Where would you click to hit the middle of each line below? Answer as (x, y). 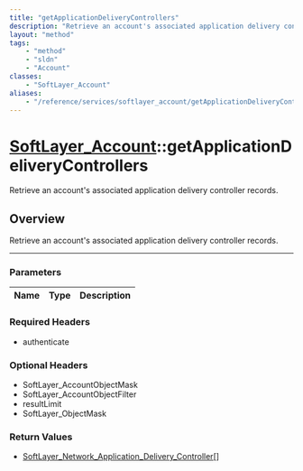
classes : (26, 77)
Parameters (35, 272)
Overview (37, 219)
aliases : (26, 93)
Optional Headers (49, 365)
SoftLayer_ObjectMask (64, 414)
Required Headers (50, 322)
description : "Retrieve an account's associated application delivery (145, 26)
